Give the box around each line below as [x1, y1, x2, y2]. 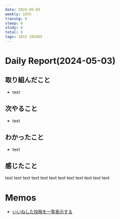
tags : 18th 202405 [5, 35, 43, 40]
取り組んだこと [5, 76, 50, 84]
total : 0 [5, 30, 23, 35]
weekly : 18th [5, 12, 32, 17]
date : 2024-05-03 [5, 7, 41, 12]
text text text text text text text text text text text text [5, 175, 110, 181]
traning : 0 [5, 16, 27, 21]
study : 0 [5, 25, 23, 30]
